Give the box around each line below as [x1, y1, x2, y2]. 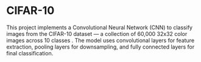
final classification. [6, 49, 54, 57]
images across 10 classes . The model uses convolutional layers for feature [6, 36, 195, 44]
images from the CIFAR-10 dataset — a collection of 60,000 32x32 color [6, 30, 188, 37]
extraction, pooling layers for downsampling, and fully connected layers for [6, 43, 195, 50]
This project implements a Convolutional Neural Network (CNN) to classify [6, 24, 193, 31]
